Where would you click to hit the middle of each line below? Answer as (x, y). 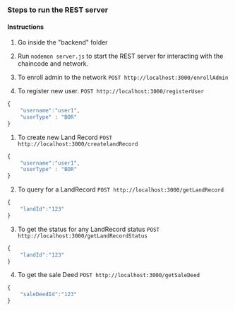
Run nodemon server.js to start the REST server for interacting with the (120, 56)
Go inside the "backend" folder (62, 42)
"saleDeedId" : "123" (49, 295)
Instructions (26, 27)
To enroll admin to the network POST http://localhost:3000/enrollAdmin (123, 77)
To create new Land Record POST (65, 137)
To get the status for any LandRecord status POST (89, 229)
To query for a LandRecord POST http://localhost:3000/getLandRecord (121, 189)
